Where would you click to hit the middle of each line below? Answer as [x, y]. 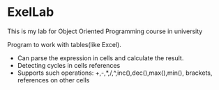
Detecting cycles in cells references [69, 65]
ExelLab [31, 12]
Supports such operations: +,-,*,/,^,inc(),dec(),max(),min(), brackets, [115, 73]
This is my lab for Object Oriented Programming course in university [105, 31]
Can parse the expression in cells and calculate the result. [100, 58]
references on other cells [53, 80]
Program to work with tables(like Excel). [65, 44]
